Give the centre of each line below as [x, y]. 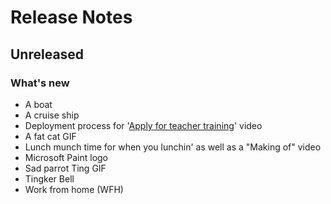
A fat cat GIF [50, 136]
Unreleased [47, 54]
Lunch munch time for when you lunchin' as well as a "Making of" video [173, 147]
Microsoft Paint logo [66, 157]
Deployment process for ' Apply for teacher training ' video [143, 125]
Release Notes [71, 17]
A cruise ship [52, 115]
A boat [38, 104]
